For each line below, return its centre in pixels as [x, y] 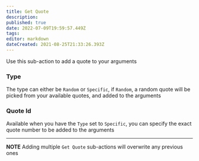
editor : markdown [28, 39]
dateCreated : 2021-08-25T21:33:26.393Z [55, 45]
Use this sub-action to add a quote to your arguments [72, 61]
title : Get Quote [28, 11]
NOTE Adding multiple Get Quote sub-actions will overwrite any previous [95, 147]
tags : [13, 34]
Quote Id [19, 111]
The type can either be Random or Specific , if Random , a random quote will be [98, 90]
